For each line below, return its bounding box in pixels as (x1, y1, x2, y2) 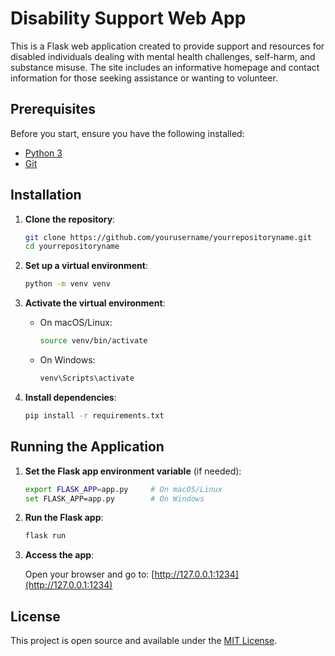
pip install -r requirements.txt (24, 410, 165, 421)
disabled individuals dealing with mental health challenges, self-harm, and (10, 50, 316, 62)
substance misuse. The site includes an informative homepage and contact (10, 61, 320, 73)
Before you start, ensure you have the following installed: (10, 127, 245, 139)
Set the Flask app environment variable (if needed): (24, 465, 242, 477)
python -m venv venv (24, 279, 111, 289)
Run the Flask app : (24, 512, 104, 524)
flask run (24, 531, 67, 541)
